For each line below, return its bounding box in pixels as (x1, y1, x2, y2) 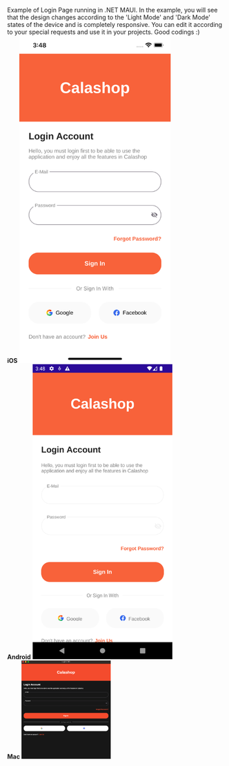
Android (7, 653, 31, 661)
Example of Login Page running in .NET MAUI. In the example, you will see (7, 6, 218, 14)
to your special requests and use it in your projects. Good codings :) (7, 28, 200, 36)
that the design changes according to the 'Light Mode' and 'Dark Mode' (7, 13, 211, 21)
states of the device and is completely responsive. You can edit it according (7, 21, 223, 28)
